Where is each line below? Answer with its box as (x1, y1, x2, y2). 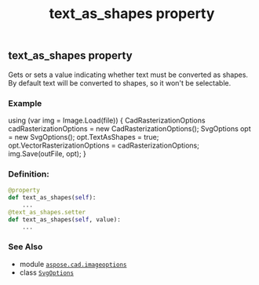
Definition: (8, 168, 49, 179)
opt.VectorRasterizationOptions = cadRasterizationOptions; (8, 141, 200, 150)
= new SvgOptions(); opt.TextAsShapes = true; (8, 132, 159, 141)
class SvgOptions (19, 268, 75, 277)
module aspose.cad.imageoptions (19, 259, 127, 269)
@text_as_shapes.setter (8, 208, 86, 216)
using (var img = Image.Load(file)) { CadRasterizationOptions (8, 115, 206, 125)
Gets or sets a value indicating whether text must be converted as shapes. (8, 70, 249, 79)
